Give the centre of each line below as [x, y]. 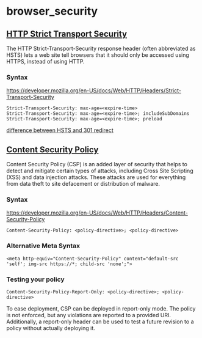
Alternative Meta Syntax [43, 246]
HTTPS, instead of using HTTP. [45, 61]
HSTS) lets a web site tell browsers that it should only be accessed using [98, 55]
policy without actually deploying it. [51, 328]
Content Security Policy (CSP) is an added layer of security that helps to [97, 164]
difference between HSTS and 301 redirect [60, 130]
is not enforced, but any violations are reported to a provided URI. [89, 315]
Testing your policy [36, 279]
